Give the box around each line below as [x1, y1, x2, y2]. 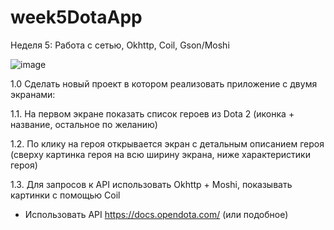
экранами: [10, 88, 56, 100]
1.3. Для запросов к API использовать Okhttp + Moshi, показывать [10, 178, 293, 190]
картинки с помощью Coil [10, 189, 121, 201]
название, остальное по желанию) [10, 118, 158, 130]
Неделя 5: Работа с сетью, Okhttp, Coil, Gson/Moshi [10, 39, 230, 51]
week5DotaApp [10, 6, 143, 29]
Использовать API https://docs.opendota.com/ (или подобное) [24, 208, 289, 220]
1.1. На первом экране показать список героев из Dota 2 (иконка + [10, 107, 295, 120]
